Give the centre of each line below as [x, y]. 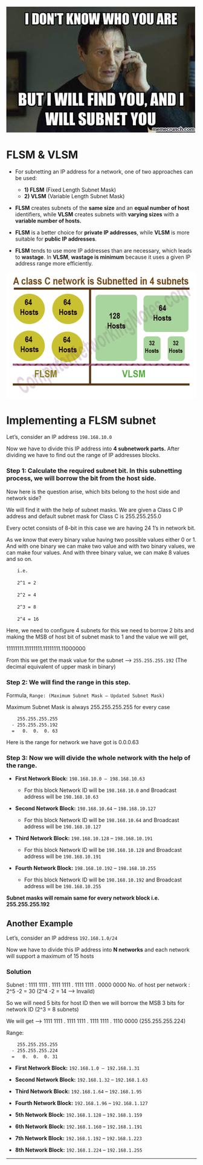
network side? [24, 498]
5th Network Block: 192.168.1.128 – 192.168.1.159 [79, 1115]
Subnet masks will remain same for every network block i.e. [83, 898]
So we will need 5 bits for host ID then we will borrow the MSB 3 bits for [95, 1003]
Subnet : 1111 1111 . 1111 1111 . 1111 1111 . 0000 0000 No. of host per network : [98, 985]
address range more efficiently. [54, 263]
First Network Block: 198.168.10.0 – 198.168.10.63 [80, 779]
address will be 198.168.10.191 [63, 857]
